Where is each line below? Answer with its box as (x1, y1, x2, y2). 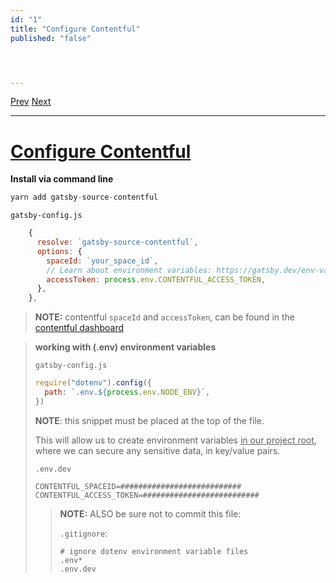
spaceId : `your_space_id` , (46, 256, 159, 266)
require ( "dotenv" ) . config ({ (34, 378, 152, 388)
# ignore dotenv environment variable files (59, 546, 249, 556)
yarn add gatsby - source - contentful (10, 192, 159, 203)
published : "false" (10, 33, 92, 43)
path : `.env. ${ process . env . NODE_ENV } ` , (44, 387, 211, 398)
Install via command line (10, 173, 114, 185)
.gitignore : (59, 527, 108, 539)
